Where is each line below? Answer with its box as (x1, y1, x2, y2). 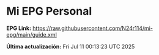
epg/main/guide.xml (6, 31, 57, 38)
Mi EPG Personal (6, 4, 92, 18)
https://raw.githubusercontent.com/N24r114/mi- (32, 24, 153, 32)
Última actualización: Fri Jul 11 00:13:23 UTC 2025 (6, 43, 135, 50)
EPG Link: (6, 24, 32, 32)
